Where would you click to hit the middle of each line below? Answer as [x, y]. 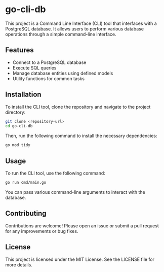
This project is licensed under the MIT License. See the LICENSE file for [80, 259]
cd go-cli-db [19, 126]
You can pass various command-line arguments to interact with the [75, 192]
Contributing [26, 213]
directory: [15, 112]
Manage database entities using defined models [63, 73]
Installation [23, 95]
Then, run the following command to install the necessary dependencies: [81, 136]
